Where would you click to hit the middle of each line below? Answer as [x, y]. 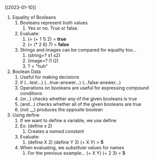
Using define [26, 115]
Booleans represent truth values [54, 23]
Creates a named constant [56, 131]
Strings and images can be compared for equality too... [78, 50]
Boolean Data [26, 72]
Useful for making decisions [50, 77]
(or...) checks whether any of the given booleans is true [78, 99]
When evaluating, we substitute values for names [72, 147]
